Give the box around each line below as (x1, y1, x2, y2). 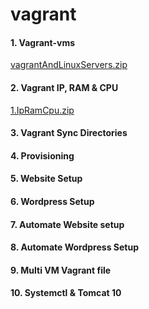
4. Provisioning (10, 149, 75, 162)
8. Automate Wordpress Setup (10, 241, 139, 253)
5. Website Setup (10, 173, 83, 185)
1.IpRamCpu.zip (10, 104, 75, 116)
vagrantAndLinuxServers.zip (10, 59, 128, 71)
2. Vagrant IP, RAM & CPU (10, 81, 119, 93)
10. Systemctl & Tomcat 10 (10, 287, 122, 299)
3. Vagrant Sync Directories (10, 127, 128, 139)
